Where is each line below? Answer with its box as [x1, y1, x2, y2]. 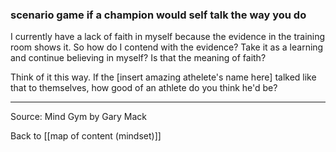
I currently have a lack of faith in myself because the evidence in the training [10, 31, 326, 43]
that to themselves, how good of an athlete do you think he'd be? [10, 82, 278, 94]
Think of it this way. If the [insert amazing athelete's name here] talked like [10, 71, 317, 83]
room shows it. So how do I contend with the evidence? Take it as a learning [10, 41, 324, 53]
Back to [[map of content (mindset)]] [10, 130, 162, 142]
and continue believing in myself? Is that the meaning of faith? [10, 52, 267, 64]
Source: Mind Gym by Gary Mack [10, 111, 148, 123]
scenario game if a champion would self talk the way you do [10, 8, 307, 22]
